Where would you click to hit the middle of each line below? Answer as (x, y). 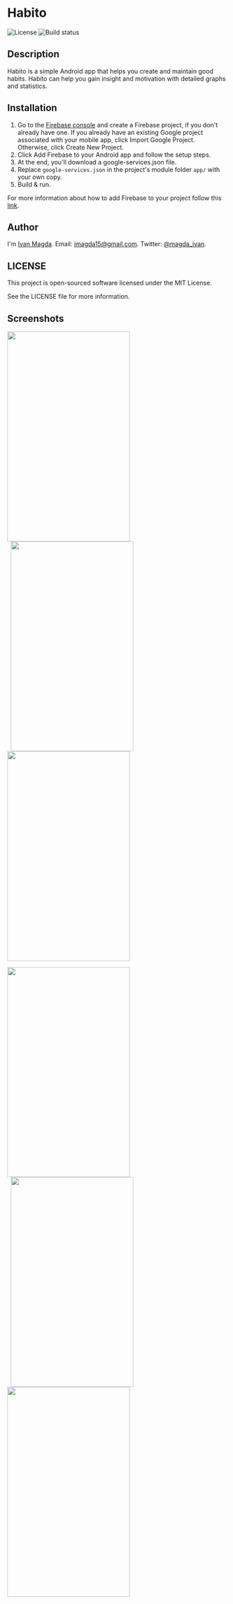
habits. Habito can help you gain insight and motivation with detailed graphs (116, 78)
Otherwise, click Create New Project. (71, 147)
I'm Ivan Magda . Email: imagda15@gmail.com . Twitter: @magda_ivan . (107, 244)
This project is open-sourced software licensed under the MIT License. (110, 283)
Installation (32, 108)
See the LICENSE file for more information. (69, 297)
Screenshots (36, 319)
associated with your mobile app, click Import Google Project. (106, 140)
